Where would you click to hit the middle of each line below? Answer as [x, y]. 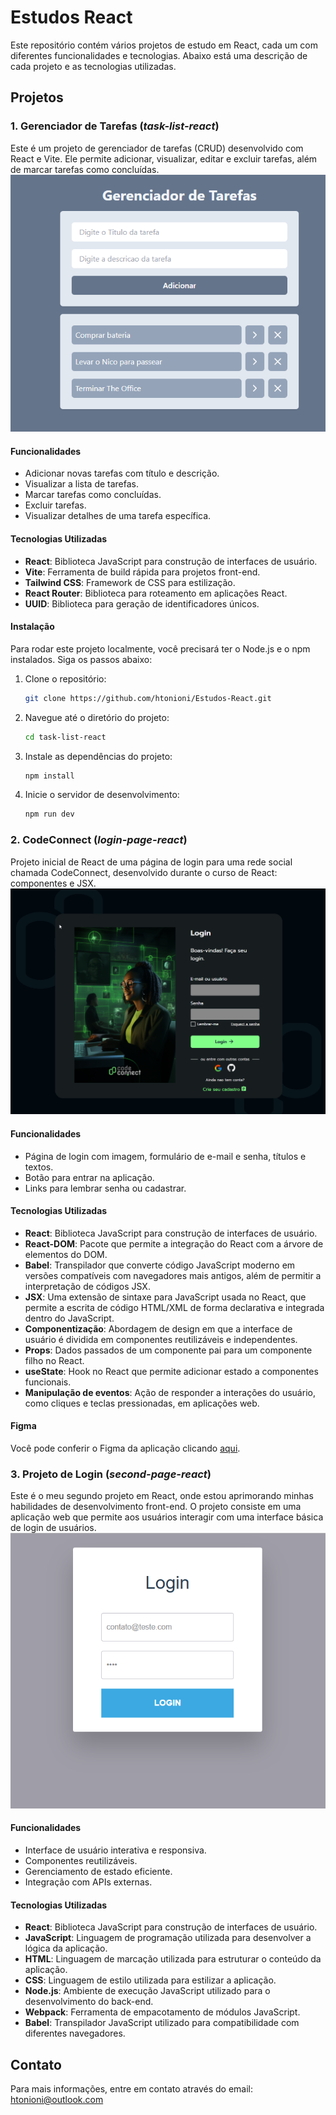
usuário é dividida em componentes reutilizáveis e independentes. [161, 1339]
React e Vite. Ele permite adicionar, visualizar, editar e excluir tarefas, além [164, 158]
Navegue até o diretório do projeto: [97, 717]
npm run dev [49, 814]
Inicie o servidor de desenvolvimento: [102, 795]
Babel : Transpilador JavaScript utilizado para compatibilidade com [162, 2023]
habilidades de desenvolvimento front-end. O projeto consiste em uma [156, 1507]
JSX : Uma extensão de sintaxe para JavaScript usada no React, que [165, 1297]
